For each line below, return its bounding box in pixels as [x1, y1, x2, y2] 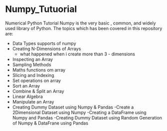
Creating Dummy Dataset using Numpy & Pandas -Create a [12, 104, 134, 110]
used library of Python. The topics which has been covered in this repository [5, 25, 163, 31]
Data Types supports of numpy [12, 40, 76, 46]
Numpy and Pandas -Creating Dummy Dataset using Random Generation [12, 114, 163, 120]
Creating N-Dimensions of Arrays [12, 45, 81, 51]
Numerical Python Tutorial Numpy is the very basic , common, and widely [5, 20, 156, 26]
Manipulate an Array [12, 98, 54, 104]
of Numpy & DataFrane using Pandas [12, 120, 89, 126]
